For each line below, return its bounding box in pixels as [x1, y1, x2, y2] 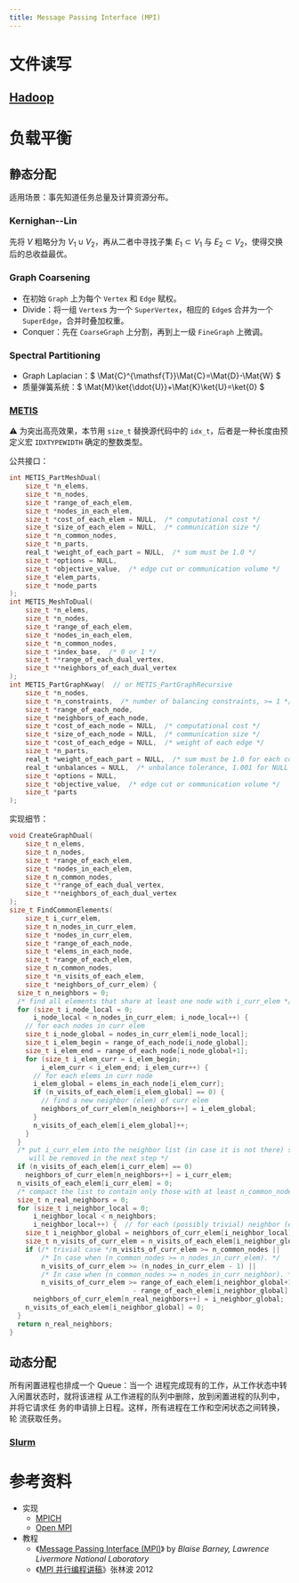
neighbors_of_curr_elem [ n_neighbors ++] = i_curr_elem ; [25, 1171, 233, 1180]
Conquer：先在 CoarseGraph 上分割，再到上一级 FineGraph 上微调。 [21, 326, 268, 337]
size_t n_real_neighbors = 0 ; [17, 1195, 129, 1205]
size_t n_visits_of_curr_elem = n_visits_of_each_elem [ [25, 1237, 238, 1246]
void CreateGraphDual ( [9, 832, 93, 840]
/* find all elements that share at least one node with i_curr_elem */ [17, 996, 293, 1006]
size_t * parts [25, 788, 77, 797]
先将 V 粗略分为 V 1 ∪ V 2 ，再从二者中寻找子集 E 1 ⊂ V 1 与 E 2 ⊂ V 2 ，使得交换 [9, 236, 283, 249]
